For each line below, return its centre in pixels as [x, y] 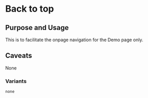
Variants [16, 81]
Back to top [30, 9]
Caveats [19, 56]
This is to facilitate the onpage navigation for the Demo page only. [74, 40]
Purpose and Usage [37, 28]
